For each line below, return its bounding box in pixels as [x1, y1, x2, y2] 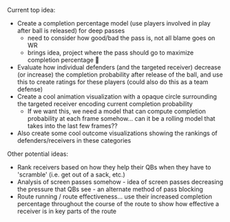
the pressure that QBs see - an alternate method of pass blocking [17, 185, 203, 193]
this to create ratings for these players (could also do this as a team [17, 78, 209, 85]
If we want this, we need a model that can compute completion [27, 107, 207, 115]
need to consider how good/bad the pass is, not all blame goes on [27, 34, 216, 42]
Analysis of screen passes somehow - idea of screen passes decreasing [17, 178, 224, 185]
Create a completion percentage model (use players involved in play [17, 19, 211, 27]
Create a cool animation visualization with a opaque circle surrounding [17, 92, 217, 101]
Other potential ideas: [7, 150, 69, 158]
